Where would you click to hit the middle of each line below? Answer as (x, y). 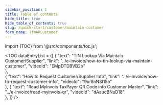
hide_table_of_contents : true (36, 23)
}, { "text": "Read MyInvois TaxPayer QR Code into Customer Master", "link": (82, 87)
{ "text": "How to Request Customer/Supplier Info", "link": (63, 76)
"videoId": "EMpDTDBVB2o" (57, 66)
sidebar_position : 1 (26, 10)
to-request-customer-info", (32, 82)
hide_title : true (23, 19)
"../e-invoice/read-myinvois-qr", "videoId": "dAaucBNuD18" (65, 92)
